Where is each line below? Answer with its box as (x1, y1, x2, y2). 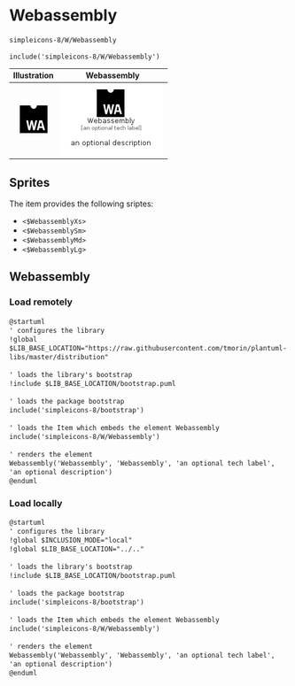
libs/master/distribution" (9, 352, 109, 361)
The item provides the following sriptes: (9, 198, 154, 209)
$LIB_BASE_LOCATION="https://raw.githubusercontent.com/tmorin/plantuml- (9, 343, 288, 352)
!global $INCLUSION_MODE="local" (9, 536, 133, 544)
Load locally (9, 497, 63, 509)
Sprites (9, 174, 50, 190)
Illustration (12, 70, 55, 81)
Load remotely (9, 296, 74, 308)
